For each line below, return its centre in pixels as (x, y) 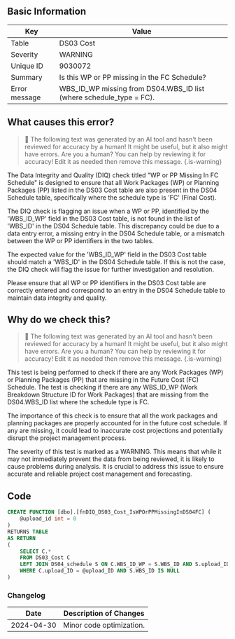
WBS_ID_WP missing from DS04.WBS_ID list (132, 88)
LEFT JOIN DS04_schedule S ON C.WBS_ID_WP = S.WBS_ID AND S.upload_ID (125, 564)
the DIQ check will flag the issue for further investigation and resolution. (111, 269)
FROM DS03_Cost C (45, 558)
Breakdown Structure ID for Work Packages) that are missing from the (108, 394)
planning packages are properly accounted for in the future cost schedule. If (117, 423)
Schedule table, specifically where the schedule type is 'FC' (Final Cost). (112, 197)
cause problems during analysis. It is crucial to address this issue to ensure (115, 467)
